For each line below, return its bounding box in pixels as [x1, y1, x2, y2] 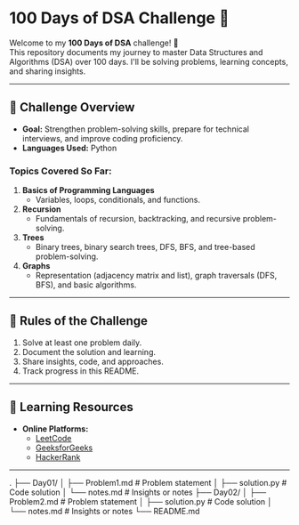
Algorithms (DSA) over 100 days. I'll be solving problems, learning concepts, [9, 56, 289, 67]
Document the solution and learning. [21, 346, 157, 357]
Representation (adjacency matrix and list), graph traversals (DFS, [35, 271, 278, 281]
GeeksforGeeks [35, 442, 93, 453]
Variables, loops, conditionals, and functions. [35, 195, 200, 206]
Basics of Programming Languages [21, 185, 155, 196]
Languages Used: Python [21, 142, 117, 153]
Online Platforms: [21, 423, 89, 434]
